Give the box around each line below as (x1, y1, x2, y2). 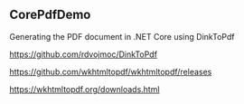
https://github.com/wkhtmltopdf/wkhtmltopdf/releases (9, 66, 212, 77)
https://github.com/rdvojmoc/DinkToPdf (9, 49, 158, 60)
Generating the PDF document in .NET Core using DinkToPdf (9, 31, 235, 42)
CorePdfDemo (9, 7, 91, 23)
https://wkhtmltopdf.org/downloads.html (9, 83, 160, 94)
